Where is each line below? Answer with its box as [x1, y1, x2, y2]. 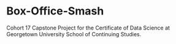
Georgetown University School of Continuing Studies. [6, 30, 142, 37]
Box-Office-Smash [6, 4, 104, 18]
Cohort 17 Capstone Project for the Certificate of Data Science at [6, 24, 170, 31]
